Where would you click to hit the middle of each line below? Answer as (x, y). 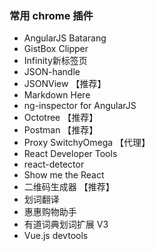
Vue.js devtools (56, 236)
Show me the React (64, 175)
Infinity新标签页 (55, 61)
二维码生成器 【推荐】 (69, 187)
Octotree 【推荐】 (61, 118)
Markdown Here (57, 95)
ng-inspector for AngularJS (80, 106)
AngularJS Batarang (65, 38)
